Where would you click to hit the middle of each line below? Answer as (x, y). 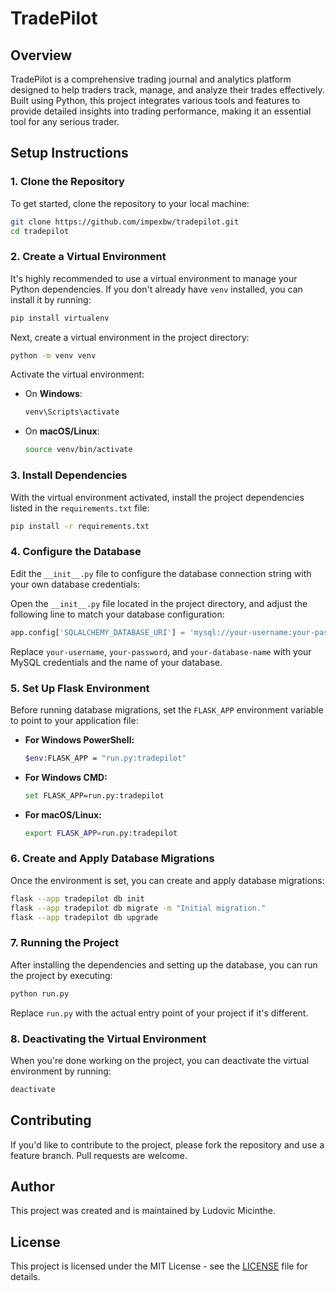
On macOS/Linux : (62, 431)
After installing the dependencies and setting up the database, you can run (164, 964)
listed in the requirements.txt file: (80, 508)
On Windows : (53, 394)
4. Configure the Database (76, 552)
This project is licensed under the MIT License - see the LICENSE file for (159, 1266)
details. (25, 1277)
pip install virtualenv (60, 318)
